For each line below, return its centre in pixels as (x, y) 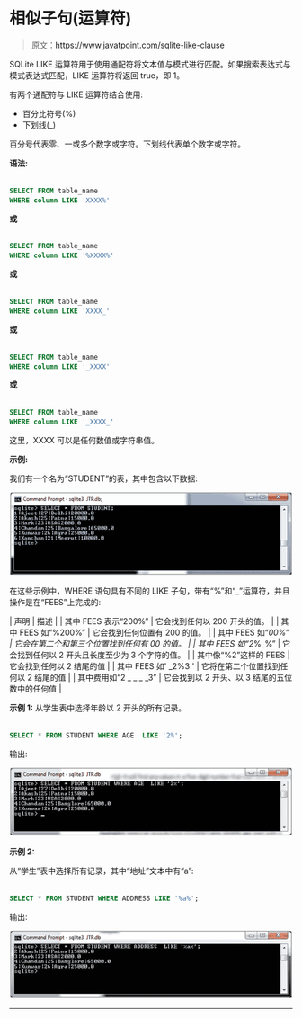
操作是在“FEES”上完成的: (55, 603)
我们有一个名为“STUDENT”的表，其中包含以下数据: (103, 478)
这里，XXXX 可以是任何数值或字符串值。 (84, 441)
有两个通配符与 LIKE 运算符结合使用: (76, 94)
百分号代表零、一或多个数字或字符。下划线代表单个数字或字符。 (127, 144)
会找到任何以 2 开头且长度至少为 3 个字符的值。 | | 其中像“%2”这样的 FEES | (150, 655)
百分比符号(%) (49, 113)
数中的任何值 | (36, 689)
